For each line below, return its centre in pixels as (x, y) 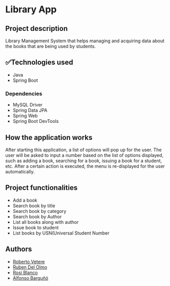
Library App (31, 10)
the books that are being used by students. (51, 46)
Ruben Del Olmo (30, 267)
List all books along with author (46, 222)
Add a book (25, 200)
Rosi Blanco (25, 272)
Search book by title (34, 205)
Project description (37, 29)
